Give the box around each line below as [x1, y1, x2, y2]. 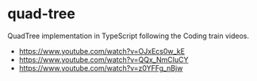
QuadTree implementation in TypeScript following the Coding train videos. [7, 31, 249, 40]
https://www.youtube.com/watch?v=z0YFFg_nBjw [18, 63, 183, 72]
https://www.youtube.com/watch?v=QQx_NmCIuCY [18, 55, 189, 64]
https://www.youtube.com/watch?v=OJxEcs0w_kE [18, 46, 186, 56]
